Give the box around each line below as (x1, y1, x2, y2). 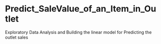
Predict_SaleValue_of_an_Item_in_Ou (5, 3, 157, 14)
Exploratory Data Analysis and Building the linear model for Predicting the (5, 29, 152, 35)
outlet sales (5, 34, 28, 40)
